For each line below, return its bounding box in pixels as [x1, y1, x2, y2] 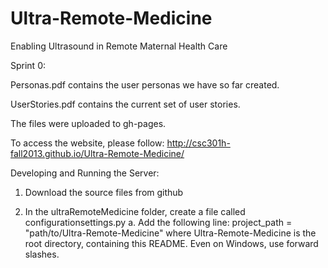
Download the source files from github [24, 186, 184, 198]
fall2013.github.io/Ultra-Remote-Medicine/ [10, 147, 185, 159]
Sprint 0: [10, 59, 47, 71]
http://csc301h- [166, 137, 231, 149]
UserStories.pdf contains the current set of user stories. [10, 98, 241, 110]
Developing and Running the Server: [10, 167, 160, 179]
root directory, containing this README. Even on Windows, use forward [24, 237, 319, 249]
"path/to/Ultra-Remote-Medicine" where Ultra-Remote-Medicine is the [24, 227, 317, 239]
